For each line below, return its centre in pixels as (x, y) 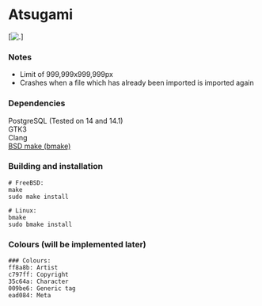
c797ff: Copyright (38, 275)
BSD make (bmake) (40, 146)
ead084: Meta (30, 296)
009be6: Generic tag (42, 289)
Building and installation (56, 166)
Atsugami (41, 15)
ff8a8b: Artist (33, 268)
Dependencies (37, 103)
